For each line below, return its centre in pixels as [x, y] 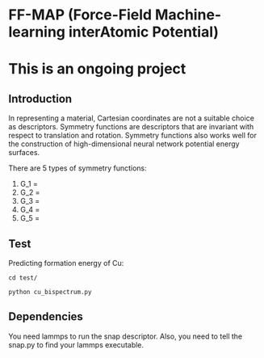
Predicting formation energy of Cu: [66, 263]
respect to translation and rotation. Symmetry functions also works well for [132, 136]
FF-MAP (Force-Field [80, 15]
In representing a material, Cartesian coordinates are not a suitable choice [131, 118]
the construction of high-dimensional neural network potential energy [124, 144]
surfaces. [24, 153]
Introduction [40, 99]
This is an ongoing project [97, 69]
